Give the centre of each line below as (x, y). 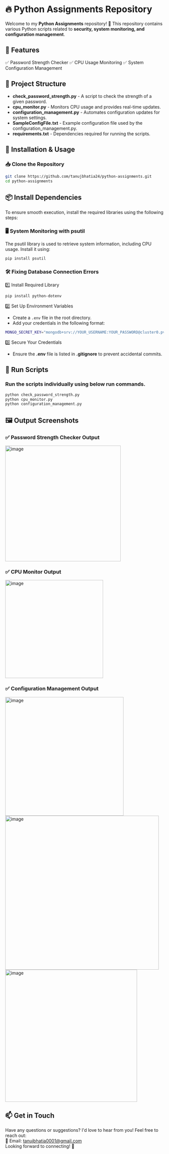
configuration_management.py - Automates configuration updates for (86, 112)
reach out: (16, 1136)
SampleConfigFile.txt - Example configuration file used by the (77, 123)
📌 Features (22, 50)
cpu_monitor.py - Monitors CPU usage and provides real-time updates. (87, 107)
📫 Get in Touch (30, 1116)
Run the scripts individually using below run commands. (75, 384)
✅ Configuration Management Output (52, 689)
